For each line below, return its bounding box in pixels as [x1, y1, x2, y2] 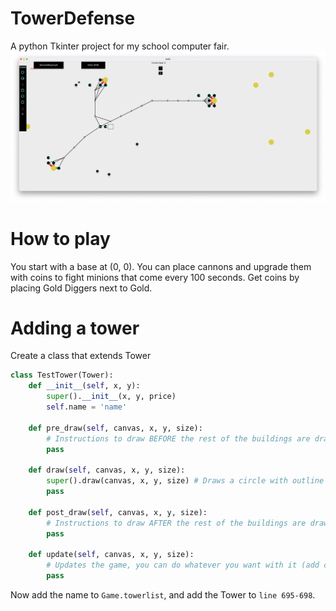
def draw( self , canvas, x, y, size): [28, 465, 186, 476]
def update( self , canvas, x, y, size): [28, 550, 195, 560]
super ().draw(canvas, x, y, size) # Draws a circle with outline [46, 476, 325, 486]
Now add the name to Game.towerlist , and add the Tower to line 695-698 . [10, 588, 316, 601]
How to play [10, 227, 111, 250]
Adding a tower [10, 317, 140, 339]
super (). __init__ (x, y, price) [46, 392, 177, 402]
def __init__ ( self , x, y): [28, 381, 141, 391]
